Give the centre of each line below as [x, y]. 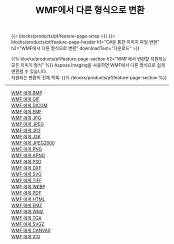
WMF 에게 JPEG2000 [33, 143]
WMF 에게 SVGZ [28, 224]
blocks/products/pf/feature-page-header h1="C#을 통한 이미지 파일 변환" [85, 42]
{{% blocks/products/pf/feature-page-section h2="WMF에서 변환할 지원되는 [89, 59]
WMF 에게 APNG [28, 155]
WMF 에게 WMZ [27, 212]
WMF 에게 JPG [26, 118]
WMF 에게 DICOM [29, 105]
